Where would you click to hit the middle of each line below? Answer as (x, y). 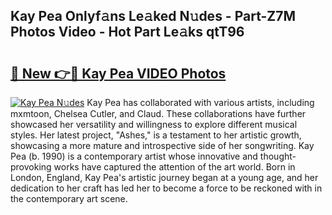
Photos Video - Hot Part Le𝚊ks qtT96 (127, 32)
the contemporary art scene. (69, 198)
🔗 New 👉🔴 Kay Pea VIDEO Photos (118, 73)
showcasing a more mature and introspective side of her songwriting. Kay (162, 145)
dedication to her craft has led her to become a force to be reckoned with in (166, 188)
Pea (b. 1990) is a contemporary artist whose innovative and (134, 156)
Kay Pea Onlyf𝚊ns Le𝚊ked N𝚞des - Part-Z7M (153, 16)
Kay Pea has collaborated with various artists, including (200, 102)
